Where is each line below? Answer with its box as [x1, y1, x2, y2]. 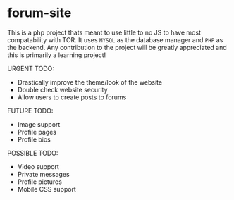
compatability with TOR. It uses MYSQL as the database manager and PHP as [7, 35, 223, 44]
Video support [17, 162, 60, 170]
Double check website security [17, 85, 108, 94]
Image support [17, 120, 61, 128]
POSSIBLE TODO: [7, 149, 58, 157]
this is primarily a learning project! [7, 51, 106, 59]
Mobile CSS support [17, 185, 76, 193]
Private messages [17, 170, 70, 178]
